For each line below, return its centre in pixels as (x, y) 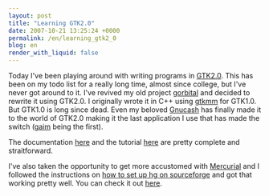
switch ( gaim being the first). (56, 126)
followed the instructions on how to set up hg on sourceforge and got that (130, 174)
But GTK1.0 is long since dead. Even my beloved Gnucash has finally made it (135, 110)
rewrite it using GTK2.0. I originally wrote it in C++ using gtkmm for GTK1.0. (132, 101)
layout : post (30, 16)
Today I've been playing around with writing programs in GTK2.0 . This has (131, 76)
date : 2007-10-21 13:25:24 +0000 (64, 30)
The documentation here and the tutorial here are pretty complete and (124, 142)
